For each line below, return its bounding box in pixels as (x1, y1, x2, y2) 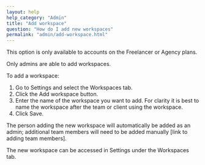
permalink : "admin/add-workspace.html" (6, 32, 108, 38)
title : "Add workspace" (6, 20, 67, 26)
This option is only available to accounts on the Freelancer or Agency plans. (6, 48, 198, 56)
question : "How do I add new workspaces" (6, 26, 114, 32)
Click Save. (15, 110, 44, 117)
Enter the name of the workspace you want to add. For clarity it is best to (15, 97, 199, 105)
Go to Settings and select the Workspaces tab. (15, 84, 133, 92)
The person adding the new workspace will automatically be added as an (6, 122, 191, 129)
